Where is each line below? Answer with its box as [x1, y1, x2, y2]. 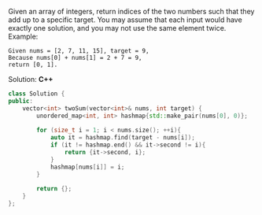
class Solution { [8, 90, 65, 98]
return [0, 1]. [8, 61, 58, 69]
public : [8, 97, 34, 105]
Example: [8, 32, 39, 41]
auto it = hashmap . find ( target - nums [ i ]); [50, 134, 195, 142]
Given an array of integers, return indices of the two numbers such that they [8, 7, 255, 16]
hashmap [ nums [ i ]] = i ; [50, 163, 125, 171]
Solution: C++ [8, 75, 54, 83]
